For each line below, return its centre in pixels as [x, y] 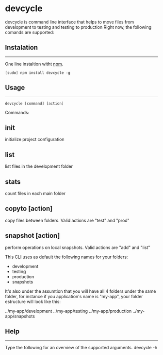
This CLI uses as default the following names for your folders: [66, 257]
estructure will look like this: [33, 302]
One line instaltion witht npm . [34, 64]
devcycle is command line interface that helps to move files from [70, 22]
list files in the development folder [39, 166]
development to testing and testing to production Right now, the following [78, 27]
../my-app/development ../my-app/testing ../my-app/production [68, 311]
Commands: [17, 112]
